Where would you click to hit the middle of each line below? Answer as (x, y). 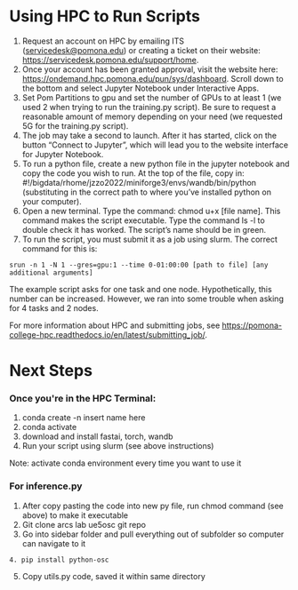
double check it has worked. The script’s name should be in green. (144, 229)
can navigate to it (54, 543)
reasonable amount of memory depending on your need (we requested (152, 116)
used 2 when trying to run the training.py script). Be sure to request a (149, 107)
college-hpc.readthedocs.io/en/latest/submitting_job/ (107, 334)
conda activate (49, 427)
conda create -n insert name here (84, 418)
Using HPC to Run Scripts (105, 16)
